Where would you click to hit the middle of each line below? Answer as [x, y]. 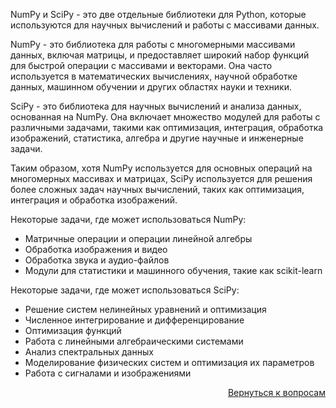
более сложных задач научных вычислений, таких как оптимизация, [157, 189]
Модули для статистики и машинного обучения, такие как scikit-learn [173, 270]
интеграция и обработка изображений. [94, 200]
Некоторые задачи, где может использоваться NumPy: [128, 219]
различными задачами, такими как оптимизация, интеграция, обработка [167, 127]
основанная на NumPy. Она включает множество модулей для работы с [165, 117]
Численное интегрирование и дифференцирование [134, 320]
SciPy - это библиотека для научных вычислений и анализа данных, [156, 106]
